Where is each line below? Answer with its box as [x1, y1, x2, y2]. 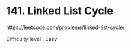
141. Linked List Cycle [6, 4, 114, 18]
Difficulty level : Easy [6, 35, 57, 42]
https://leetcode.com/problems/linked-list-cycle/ [6, 24, 125, 31]
